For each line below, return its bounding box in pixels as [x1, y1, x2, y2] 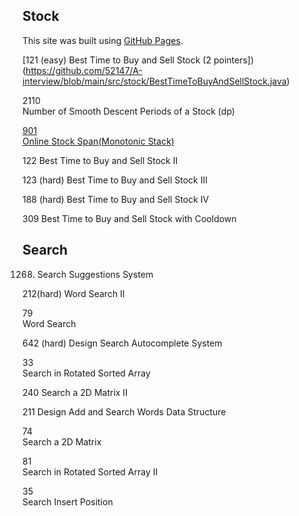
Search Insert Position [22, 495, 114, 508]
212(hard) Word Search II [22, 287, 125, 299]
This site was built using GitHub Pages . [22, 34, 184, 46]
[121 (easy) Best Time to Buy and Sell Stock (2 [22, 54, 212, 66]
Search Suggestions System [36, 268, 154, 280]
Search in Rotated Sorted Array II [22, 465, 159, 478]
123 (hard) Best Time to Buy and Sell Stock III [22, 174, 208, 186]
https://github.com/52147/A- [25, 64, 143, 76]
